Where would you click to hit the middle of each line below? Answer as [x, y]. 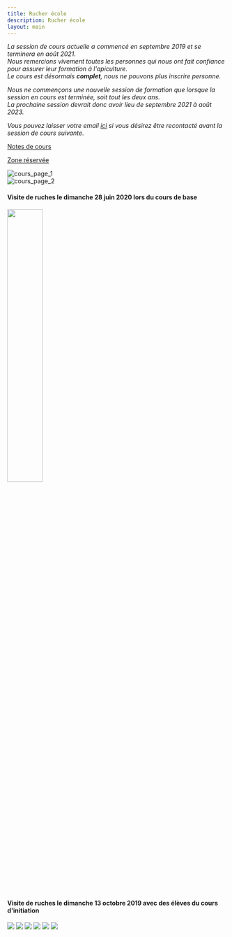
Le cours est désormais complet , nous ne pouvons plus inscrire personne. [114, 76]
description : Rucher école [46, 20]
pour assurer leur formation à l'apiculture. [67, 69]
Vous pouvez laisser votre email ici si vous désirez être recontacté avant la [115, 126]
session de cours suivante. [46, 133]
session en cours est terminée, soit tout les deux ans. [84, 97]
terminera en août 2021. [42, 54]
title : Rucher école [37, 14]
